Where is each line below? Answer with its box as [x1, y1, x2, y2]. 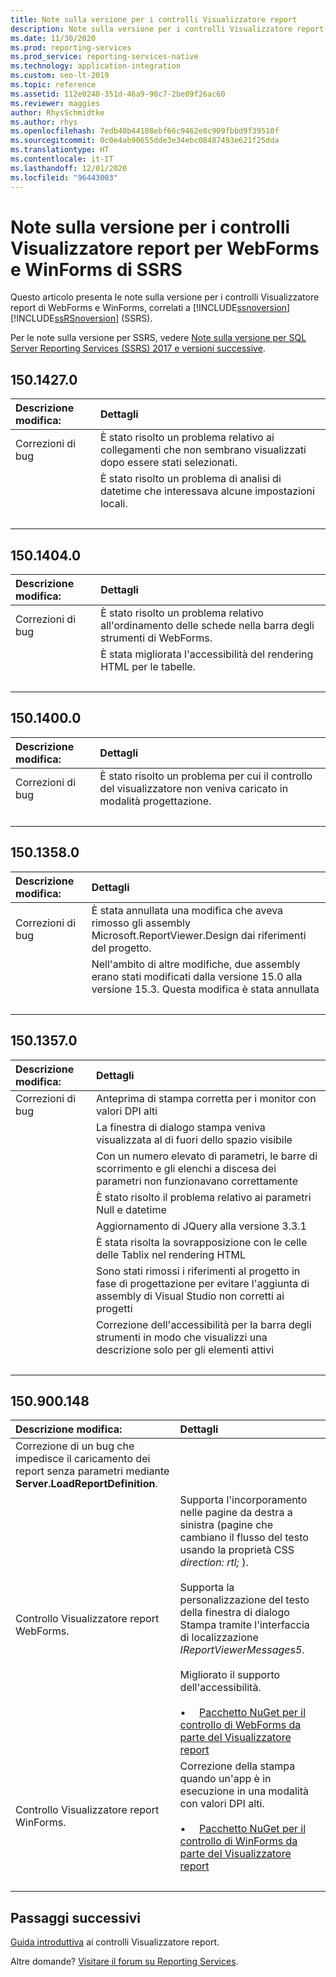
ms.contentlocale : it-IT [10, 154, 114, 164]
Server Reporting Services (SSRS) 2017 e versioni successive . [10, 342, 266, 355]
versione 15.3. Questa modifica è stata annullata [91, 982, 320, 996]
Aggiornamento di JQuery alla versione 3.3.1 [95, 1219, 307, 1233]
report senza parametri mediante [15, 1464, 170, 1478]
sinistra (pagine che [179, 1518, 274, 1532]
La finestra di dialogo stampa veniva [95, 1120, 266, 1134]
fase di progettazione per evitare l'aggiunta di [95, 1276, 310, 1290]
